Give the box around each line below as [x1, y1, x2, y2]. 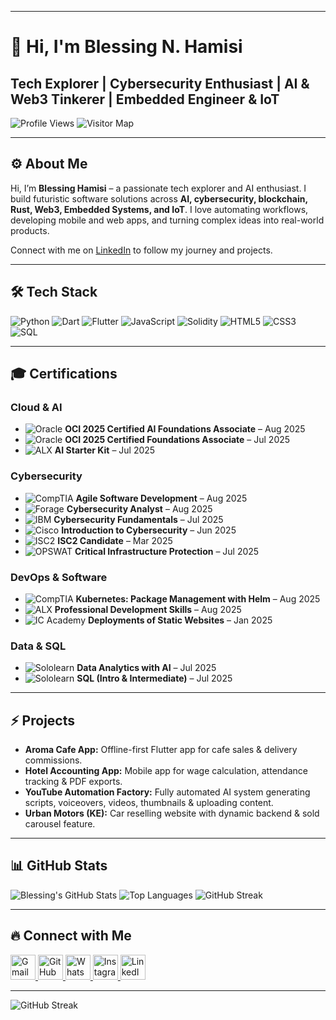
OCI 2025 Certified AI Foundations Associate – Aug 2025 [64, 423, 306, 435]
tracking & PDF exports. [24, 776, 123, 788]
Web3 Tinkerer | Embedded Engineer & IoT [10, 91, 280, 108]
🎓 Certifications [10, 366, 118, 383]
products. [10, 224, 50, 236]
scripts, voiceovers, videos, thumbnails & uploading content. [24, 797, 274, 809]
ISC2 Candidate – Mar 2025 [57, 534, 173, 546]
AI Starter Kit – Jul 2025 [54, 444, 156, 456]
